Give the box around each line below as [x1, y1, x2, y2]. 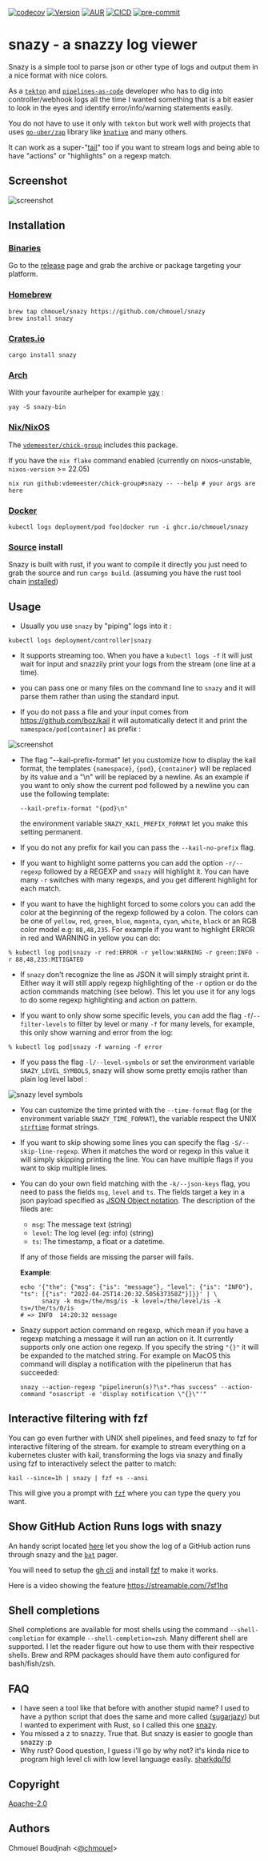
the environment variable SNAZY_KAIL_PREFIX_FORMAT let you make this [19, 818, 248, 828]
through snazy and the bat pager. [8, 1549, 118, 1559]
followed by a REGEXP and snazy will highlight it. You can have [43, 866, 250, 876]
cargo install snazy [8, 351, 78, 359]
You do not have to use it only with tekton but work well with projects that [8, 118, 251, 128]
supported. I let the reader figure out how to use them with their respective [8, 1642, 254, 1651]
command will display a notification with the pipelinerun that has [19, 1359, 232, 1369]
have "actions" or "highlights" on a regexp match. [8, 150, 172, 160]
